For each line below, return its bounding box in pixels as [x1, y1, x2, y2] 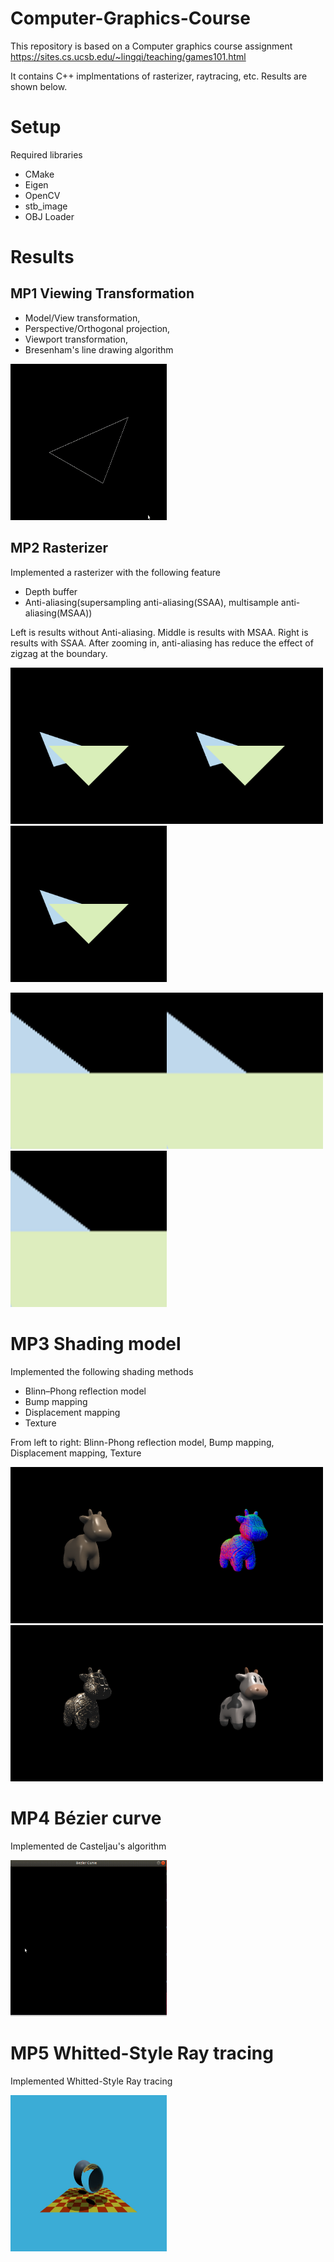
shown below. [10, 80, 68, 92]
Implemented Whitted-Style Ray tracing [10, 2075, 173, 2087]
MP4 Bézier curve [10, 1807, 162, 1829]
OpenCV [24, 189, 61, 201]
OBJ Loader [24, 210, 75, 222]
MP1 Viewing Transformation [10, 285, 195, 302]
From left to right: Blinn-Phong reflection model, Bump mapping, [10, 1436, 275, 1448]
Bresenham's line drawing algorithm [24, 343, 174, 356]
